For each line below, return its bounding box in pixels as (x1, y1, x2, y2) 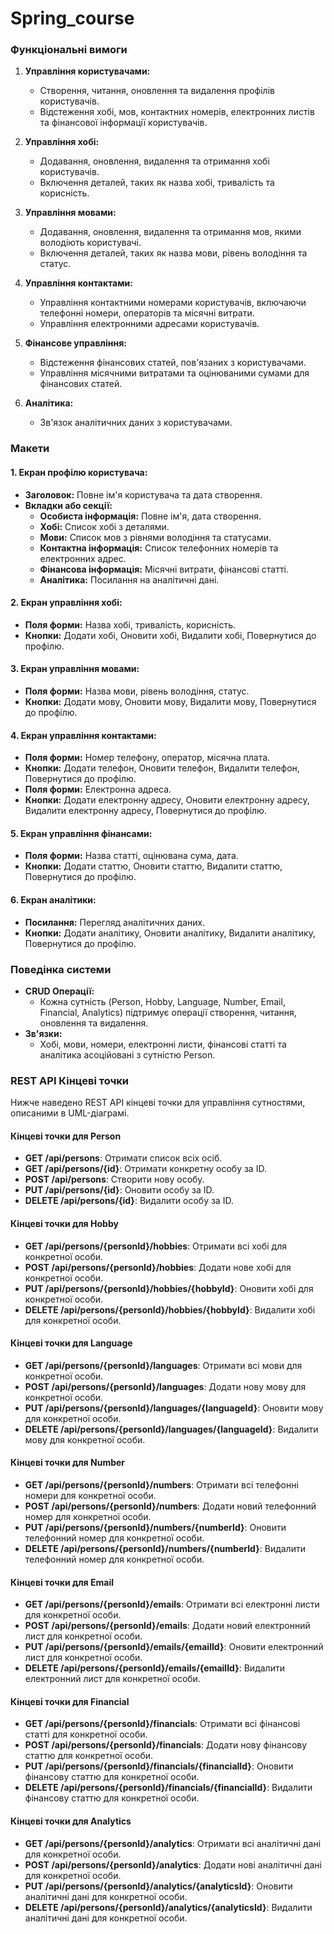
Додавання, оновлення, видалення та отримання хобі (39, 155, 270, 167)
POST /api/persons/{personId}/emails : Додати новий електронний (24, 1620, 311, 1632)
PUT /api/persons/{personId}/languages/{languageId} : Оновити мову (24, 1402, 324, 1414)
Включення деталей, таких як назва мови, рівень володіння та (39, 247, 308, 259)
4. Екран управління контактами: (10, 729, 157, 741)
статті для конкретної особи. (24, 1728, 148, 1741)
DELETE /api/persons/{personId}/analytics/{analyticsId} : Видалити (24, 1901, 313, 1913)
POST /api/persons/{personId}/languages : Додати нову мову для (24, 1380, 307, 1392)
